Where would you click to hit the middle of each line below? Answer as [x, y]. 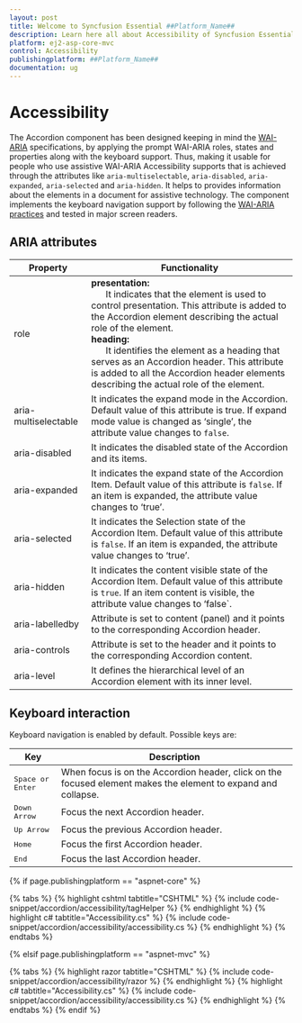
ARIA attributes [53, 243]
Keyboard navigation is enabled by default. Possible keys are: [123, 735]
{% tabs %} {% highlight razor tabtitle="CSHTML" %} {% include [129, 972]
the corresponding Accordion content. [172, 656]
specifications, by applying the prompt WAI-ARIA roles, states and [152, 147]
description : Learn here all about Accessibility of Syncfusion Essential [152, 34]
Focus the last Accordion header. [131, 859]
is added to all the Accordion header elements [188, 373]
